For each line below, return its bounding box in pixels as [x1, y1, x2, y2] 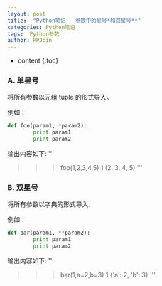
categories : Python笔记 [7, 23, 76, 31]
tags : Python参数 [7, 30, 60, 38]
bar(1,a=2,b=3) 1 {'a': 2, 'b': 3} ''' [60, 270, 156, 279]
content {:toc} [17, 56, 59, 65]
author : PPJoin [7, 37, 53, 44]
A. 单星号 [7, 75, 39, 85]
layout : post [7, 10, 46, 18]
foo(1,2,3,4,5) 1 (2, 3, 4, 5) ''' [60, 164, 144, 172]
